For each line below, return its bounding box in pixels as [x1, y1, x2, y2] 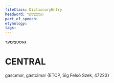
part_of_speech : [5, 16, 38, 21]
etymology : [5, 21, 27, 26]
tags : [5, 26, 16, 30]
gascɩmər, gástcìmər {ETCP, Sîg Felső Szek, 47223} [5, 72, 110, 79]
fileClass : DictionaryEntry [5, 7, 63, 12]
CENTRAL [5, 56, 46, 67]
